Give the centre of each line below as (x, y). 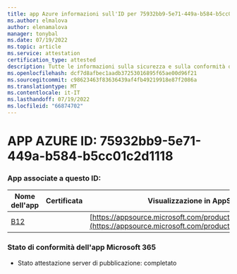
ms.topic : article (34, 47)
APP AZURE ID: (52, 141)
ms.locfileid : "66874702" (45, 106)
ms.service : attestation (44, 54)
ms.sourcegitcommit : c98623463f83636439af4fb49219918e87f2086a (102, 80)
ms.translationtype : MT (42, 86)
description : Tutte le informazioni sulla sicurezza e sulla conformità (116, 67)
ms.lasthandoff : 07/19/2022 (49, 100)
